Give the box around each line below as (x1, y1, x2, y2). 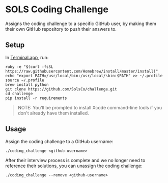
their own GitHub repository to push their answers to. (5, 26, 117, 32)
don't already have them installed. (17, 110, 89, 116)
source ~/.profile (5, 78, 44, 83)
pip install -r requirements (5, 96, 67, 101)
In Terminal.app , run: (5, 54, 49, 60)
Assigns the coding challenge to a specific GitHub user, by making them (5, 20, 156, 27)
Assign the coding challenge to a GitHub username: (5, 138, 114, 144)
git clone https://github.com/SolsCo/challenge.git (5, 86, 117, 91)
